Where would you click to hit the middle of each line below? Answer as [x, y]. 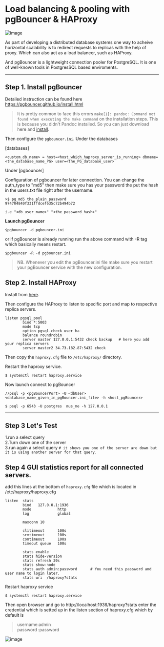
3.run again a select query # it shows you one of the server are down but [81, 448]
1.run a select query [25, 437]
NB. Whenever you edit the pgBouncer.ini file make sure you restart [85, 262]
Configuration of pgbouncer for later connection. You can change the [75, 180]
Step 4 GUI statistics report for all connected [74, 467]
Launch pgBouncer [25, 221]
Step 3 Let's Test [31, 425]
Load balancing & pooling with [68, 9]
